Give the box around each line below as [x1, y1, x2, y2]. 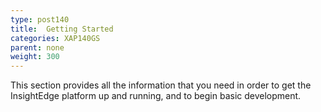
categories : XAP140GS [10, 33, 101, 43]
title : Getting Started [10, 24, 114, 34]
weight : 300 [10, 52, 60, 62]
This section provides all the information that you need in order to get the [10, 79, 312, 91]
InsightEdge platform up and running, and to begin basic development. [10, 90, 302, 102]
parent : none [10, 42, 65, 53]
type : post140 [10, 14, 70, 25]
